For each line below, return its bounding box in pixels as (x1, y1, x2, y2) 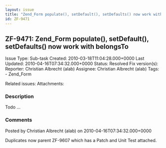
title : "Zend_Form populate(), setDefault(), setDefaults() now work (5, 12, 152, 17)
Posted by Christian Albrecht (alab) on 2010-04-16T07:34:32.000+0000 (5, 128, 152, 134)
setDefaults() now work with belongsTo (5, 42, 129, 51)
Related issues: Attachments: (5, 81, 64, 87)
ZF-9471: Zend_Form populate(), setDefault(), (5, 35, 149, 43)
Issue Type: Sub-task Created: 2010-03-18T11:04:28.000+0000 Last (5, 55, 145, 62)
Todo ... (5, 104, 21, 110)
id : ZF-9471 (5, 16, 30, 21)
